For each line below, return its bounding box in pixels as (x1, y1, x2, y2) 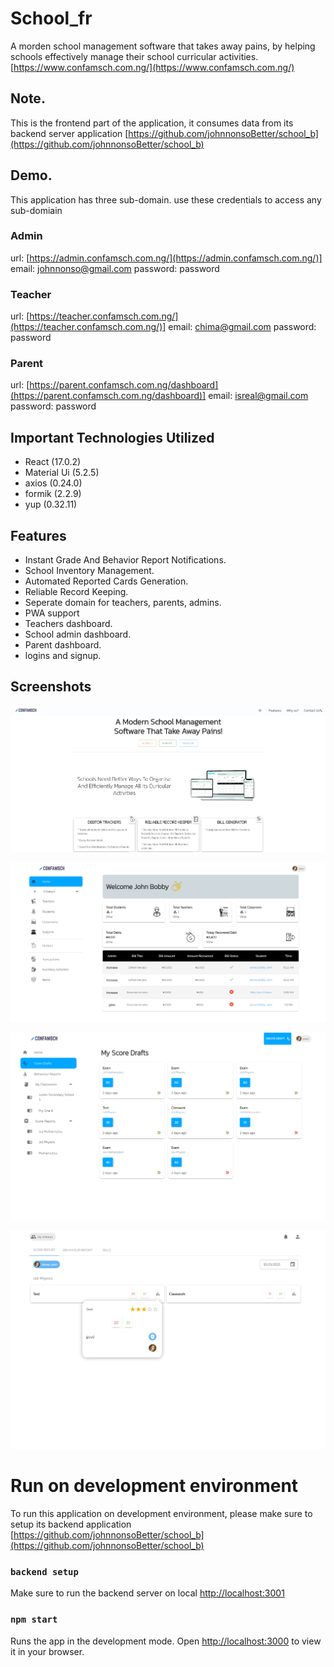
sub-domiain (10, 204, 63, 216)
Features (10, 527, 67, 544)
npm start (10, 1614, 58, 1626)
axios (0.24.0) (24, 477, 83, 489)
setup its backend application (10, 1518, 132, 1530)
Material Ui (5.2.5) (24, 467, 100, 479)
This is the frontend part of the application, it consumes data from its (10, 117, 294, 129)
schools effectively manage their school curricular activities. (10, 50, 259, 62)
